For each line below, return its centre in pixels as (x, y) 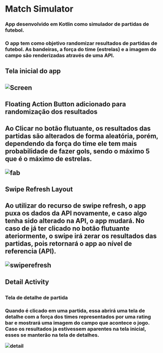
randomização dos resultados (51, 112)
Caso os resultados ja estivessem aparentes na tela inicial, (76, 329)
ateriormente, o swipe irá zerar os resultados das (81, 236)
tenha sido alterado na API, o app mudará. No (75, 221)
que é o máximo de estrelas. (49, 159)
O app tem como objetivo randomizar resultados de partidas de (81, 43)
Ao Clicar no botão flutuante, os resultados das (78, 128)
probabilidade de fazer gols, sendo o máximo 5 (77, 151)
